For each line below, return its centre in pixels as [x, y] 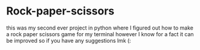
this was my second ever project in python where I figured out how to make [100, 28]
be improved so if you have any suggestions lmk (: [69, 40]
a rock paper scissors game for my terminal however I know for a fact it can [100, 34]
